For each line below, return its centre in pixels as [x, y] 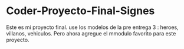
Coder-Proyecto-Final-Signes [80, 11]
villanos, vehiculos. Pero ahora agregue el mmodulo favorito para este [91, 33]
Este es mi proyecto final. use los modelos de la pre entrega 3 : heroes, [92, 27]
